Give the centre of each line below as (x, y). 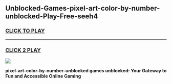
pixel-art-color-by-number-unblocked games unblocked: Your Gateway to (86, 70)
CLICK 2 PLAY (23, 50)
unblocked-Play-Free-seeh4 (52, 17)
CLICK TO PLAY (25, 31)
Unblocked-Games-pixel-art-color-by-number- (83, 8)
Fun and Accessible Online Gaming (43, 76)
